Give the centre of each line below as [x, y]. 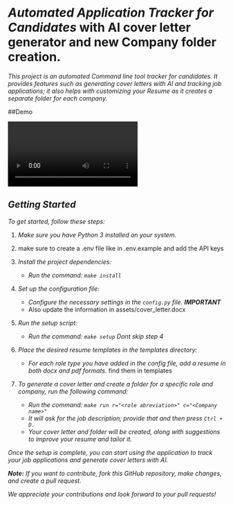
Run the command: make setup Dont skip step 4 [96, 336]
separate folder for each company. [58, 98]
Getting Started [42, 205]
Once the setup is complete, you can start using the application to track [110, 452]
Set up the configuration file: [58, 289]
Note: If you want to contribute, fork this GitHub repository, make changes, [115, 473]
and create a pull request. [45, 481]
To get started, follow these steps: [57, 221]
